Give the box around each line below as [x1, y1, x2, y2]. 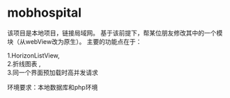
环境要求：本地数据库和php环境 [7, 83, 98, 91]
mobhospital [7, 5, 82, 21]
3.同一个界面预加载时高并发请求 [7, 68, 99, 76]
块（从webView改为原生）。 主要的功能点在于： [7, 37, 142, 46]
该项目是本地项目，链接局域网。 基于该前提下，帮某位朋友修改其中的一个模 [7, 28, 223, 37]
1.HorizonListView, [7, 51, 61, 60]
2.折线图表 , [7, 59, 41, 67]
